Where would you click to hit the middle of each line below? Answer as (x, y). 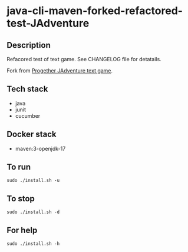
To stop (21, 198)
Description (29, 45)
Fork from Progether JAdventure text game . (60, 71)
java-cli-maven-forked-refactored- (95, 11)
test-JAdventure (48, 23)
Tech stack (27, 89)
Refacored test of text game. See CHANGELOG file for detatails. (84, 59)
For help (22, 230)
